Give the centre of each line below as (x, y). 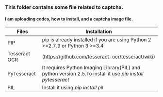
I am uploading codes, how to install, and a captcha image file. (69, 19)
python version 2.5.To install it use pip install (93, 74)
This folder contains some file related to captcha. (64, 7)
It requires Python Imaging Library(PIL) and (91, 68)
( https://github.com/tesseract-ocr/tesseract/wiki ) (98, 57)
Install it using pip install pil (73, 88)
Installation (99, 32)
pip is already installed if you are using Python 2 (97, 40)
